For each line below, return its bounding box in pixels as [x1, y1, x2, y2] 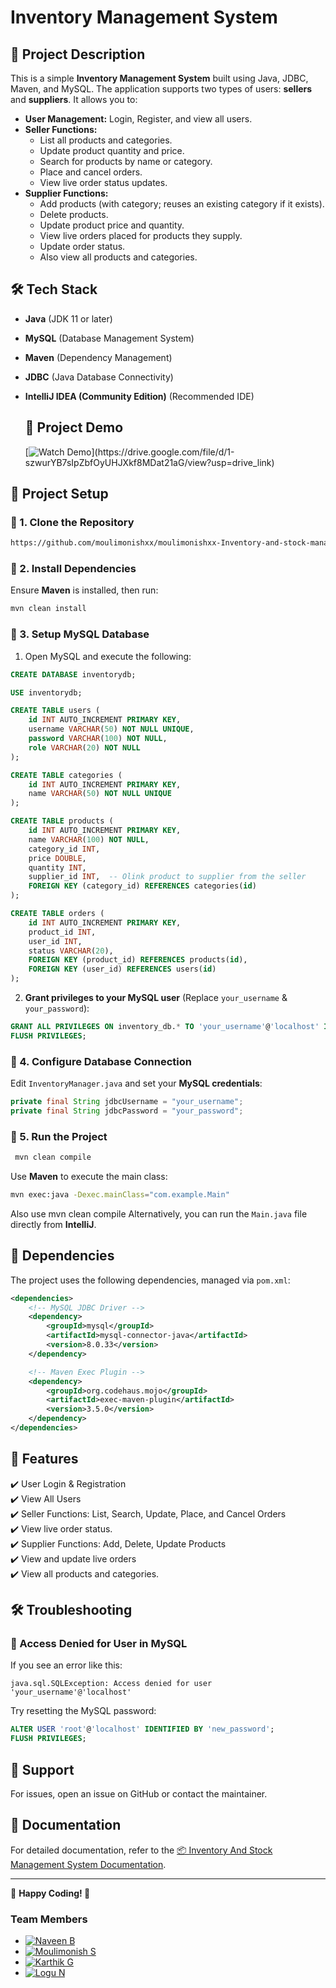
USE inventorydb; [10, 687, 83, 698]
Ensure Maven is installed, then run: [10, 584, 159, 596]
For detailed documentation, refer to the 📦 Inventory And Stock [10, 1844, 273, 1856]
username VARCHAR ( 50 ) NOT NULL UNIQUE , [28, 724, 195, 735]
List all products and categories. [39, 134, 173, 146]
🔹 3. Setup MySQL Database [10, 627, 150, 641]
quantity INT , [28, 862, 87, 873]
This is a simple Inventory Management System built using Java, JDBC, [10, 72, 309, 84]
